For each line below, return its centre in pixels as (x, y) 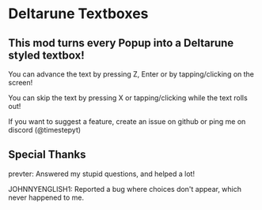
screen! (21, 82)
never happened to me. (46, 197)
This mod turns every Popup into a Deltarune (121, 43)
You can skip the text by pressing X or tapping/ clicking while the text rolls (128, 98)
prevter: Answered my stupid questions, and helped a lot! (102, 174)
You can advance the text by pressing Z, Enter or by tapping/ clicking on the (131, 74)
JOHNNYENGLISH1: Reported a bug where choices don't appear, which (125, 189)
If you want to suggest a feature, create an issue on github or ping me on (127, 122)
